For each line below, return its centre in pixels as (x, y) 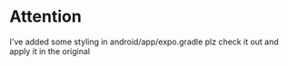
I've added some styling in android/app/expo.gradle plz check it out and (144, 42)
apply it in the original (50, 51)
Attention (45, 17)
